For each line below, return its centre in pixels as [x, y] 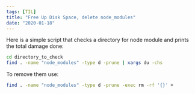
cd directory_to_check [35, 57]
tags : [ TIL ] [21, 12]
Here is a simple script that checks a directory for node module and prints [98, 40]
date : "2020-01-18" [31, 23]
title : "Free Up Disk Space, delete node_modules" [71, 17]
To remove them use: [32, 74]
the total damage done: [35, 46]
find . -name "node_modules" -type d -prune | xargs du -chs [85, 63]
